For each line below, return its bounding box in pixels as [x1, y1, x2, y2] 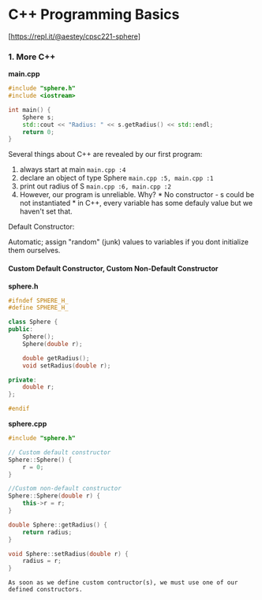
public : [8, 326, 34, 334]
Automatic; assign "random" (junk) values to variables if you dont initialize [8, 237, 249, 247]
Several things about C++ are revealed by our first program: [8, 150, 203, 159]
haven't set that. [19, 207, 73, 216]
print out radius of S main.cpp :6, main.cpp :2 [19, 181, 172, 191]
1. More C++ [8, 51, 56, 62]
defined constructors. [8, 586, 83, 594]
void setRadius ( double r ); [22, 361, 111, 370]
